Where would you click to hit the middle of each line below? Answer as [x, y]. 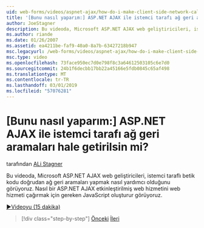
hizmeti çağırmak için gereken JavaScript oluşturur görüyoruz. [84, 195]
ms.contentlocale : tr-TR [38, 80]
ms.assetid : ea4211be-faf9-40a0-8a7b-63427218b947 [72, 46]
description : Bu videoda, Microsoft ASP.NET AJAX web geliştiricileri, [99, 29]
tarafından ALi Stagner [34, 164]
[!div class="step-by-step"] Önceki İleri [70, 218]
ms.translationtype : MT [36, 74]
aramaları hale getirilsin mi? [77, 147]
